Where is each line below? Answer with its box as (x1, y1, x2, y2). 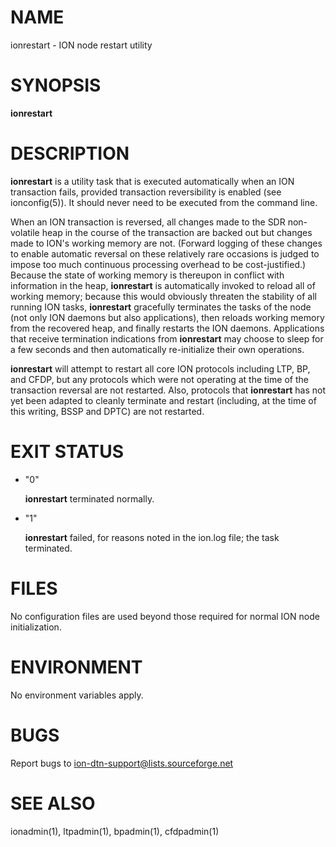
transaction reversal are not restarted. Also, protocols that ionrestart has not (10, 384, 326, 396)
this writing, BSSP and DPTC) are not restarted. (10, 405, 205, 417)
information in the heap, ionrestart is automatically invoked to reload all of (10, 279, 316, 291)
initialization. (10, 621, 62, 633)
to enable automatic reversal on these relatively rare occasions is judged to (10, 247, 320, 260)
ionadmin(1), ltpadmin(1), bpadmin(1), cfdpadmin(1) (10, 825, 220, 837)
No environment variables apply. (10, 689, 144, 701)
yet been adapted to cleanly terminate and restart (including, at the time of (10, 394, 317, 406)
